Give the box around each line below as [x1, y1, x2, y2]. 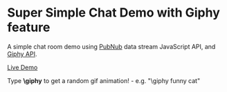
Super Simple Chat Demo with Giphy [7, 5, 220, 21]
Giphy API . [7, 50, 37, 58]
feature [7, 19, 51, 35]
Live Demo [7, 63, 38, 71]
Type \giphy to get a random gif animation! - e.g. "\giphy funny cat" [7, 76, 201, 84]
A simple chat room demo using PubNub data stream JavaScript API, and [7, 42, 216, 50]
